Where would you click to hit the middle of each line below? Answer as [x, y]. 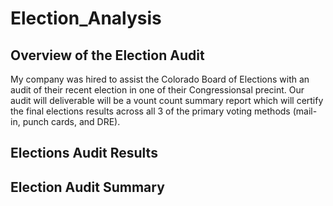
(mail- [305, 111]
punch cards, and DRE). [71, 121]
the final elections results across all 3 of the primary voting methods [150, 111]
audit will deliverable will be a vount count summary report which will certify [167, 100]
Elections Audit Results [84, 153]
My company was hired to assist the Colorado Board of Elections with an [160, 79]
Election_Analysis [86, 18]
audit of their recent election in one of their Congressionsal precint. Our [157, 90]
